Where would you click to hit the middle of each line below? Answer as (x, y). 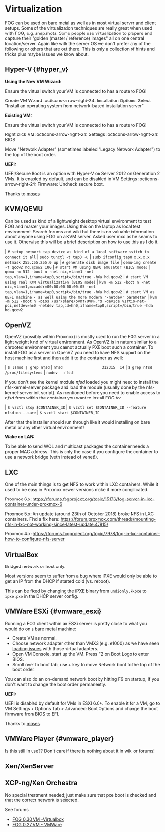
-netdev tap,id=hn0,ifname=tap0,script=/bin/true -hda (96, 306)
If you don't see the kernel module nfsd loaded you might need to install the (82, 382)
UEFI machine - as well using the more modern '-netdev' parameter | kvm (81, 297)
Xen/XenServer (30, 766)
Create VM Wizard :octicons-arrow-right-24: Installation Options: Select (78, 100)
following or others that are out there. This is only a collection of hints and (80, 49)
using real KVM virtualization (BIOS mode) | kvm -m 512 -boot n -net (78, 282)
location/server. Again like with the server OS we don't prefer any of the (78, 43)
